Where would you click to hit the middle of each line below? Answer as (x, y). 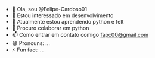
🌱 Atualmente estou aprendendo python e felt (68, 22)
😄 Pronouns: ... (31, 43)
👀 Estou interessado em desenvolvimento (63, 15)
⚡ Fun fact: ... (28, 50)
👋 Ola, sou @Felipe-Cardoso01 (49, 9)
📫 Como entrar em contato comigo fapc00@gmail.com (80, 35)
